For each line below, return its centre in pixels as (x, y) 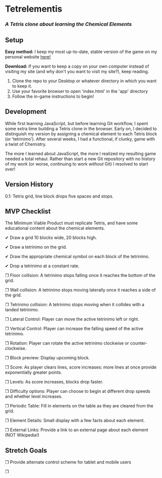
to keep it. (22, 86)
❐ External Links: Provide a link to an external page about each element (77, 430)
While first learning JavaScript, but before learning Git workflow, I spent (77, 123)
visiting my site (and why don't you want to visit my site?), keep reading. (77, 71)
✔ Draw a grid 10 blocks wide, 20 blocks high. (51, 238)
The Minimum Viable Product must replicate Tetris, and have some (72, 223)
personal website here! (28, 56)
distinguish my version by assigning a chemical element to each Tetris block (81, 134)
